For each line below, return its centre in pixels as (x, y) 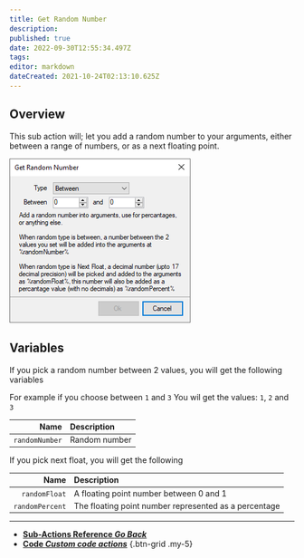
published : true (40, 38)
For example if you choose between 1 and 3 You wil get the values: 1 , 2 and (149, 397)
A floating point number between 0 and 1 (151, 493)
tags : (19, 58)
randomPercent (40, 506)
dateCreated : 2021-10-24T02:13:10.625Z (85, 77)
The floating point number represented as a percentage (177, 505)
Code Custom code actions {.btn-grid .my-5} (108, 544)
